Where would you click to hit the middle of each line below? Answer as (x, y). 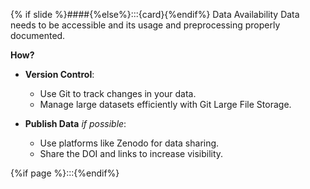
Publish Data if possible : (75, 123)
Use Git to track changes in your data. (118, 93)
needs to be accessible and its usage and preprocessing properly (145, 25)
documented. (38, 35)
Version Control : (59, 74)
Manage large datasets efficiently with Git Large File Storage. (165, 104)
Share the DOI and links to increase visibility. (131, 153)
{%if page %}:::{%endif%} (65, 173)
